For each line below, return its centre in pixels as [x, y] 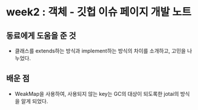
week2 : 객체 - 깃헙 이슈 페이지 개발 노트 [99, 12]
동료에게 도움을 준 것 [41, 36]
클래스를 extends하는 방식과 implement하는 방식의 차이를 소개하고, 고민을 [100, 51]
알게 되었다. [35, 101]
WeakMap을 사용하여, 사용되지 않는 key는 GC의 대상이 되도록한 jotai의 [97, 94]
